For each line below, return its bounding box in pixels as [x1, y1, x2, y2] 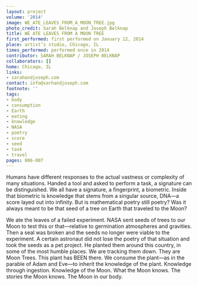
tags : [6, 91, 20, 97]
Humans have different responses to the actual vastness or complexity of [6, 173, 185, 181]
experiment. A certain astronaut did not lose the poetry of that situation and [6, 235, 190, 243]
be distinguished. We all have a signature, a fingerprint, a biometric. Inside [6, 186, 187, 193]
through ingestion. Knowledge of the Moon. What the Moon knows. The [6, 267, 181, 274]
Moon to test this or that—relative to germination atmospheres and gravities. [6, 223, 192, 230]
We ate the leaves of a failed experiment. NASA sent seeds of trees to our [6, 217, 186, 224]
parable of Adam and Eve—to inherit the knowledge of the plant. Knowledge [6, 261, 192, 268]
